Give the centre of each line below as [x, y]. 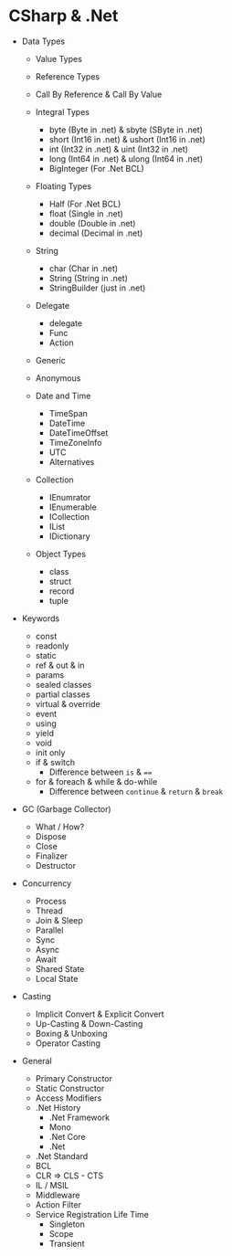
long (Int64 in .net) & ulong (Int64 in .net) [126, 158]
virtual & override [68, 703]
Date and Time [63, 396]
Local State [57, 978]
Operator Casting [68, 1043]
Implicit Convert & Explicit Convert [100, 1014]
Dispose [51, 836]
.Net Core [67, 1136]
